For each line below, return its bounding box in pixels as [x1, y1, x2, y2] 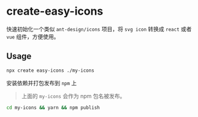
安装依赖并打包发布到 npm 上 [6, 79, 77, 86]
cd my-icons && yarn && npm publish [6, 104, 100, 111]
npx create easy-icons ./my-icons [6, 67, 95, 74]
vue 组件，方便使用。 [6, 32, 59, 40]
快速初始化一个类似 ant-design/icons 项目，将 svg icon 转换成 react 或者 [6, 25, 192, 32]
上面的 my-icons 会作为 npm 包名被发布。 [21, 92, 126, 99]
